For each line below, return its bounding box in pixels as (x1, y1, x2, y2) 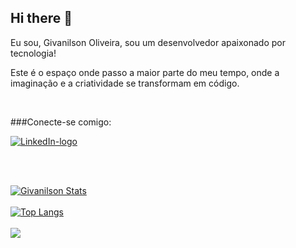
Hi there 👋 (10, 10, 73, 27)
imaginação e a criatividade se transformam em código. (10, 77, 240, 89)
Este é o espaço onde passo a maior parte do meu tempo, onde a (10, 66, 280, 78)
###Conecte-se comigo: (10, 116, 112, 128)
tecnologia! (10, 47, 57, 59)
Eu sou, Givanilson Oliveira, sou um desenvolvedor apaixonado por (10, 36, 286, 48)
